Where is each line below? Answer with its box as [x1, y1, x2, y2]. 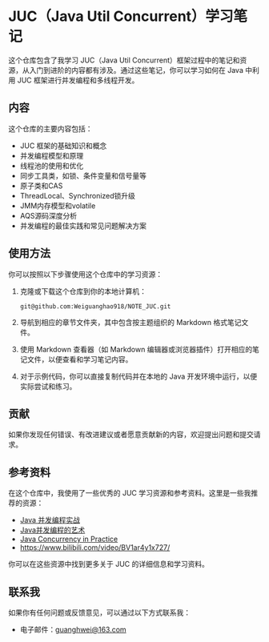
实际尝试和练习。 [19, 381, 77, 391]
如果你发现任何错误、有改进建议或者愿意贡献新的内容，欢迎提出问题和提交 [8, 430, 254, 439]
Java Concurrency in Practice [19, 534, 118, 544]
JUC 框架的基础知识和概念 [19, 141, 107, 150]
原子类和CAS [19, 181, 63, 191]
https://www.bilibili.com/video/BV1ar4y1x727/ [19, 543, 171, 552]
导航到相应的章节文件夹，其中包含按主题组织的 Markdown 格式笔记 [19, 317, 242, 327]
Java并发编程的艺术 [19, 525, 86, 535]
